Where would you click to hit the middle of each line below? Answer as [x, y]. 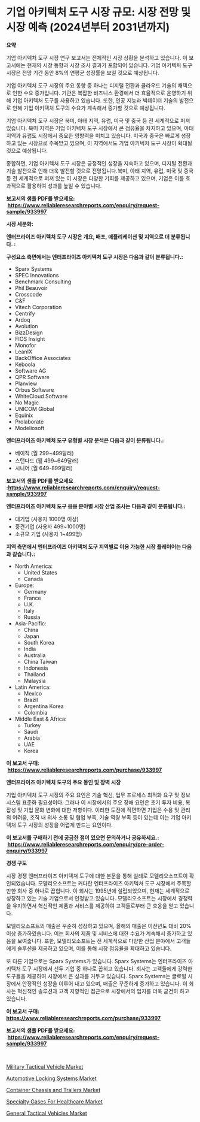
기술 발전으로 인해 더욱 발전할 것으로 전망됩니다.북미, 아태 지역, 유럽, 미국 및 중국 [100, 171]
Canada [33, 579]
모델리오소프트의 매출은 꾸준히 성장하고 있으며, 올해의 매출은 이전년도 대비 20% [99, 926]
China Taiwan [41, 661]
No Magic [27, 403]
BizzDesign [29, 332]
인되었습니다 [21, 883]
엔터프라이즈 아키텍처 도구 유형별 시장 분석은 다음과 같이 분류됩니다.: [85, 440]
